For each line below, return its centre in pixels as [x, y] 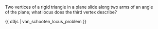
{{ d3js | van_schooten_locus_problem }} [46, 22]
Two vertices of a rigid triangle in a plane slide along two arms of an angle [79, 7]
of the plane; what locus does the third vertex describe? [61, 12]
